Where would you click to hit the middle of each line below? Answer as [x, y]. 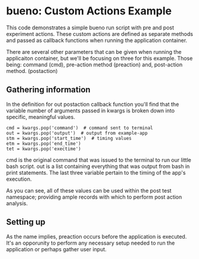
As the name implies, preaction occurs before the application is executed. [97, 236]
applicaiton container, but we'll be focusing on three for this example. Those [99, 58]
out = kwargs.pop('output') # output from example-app [77, 133]
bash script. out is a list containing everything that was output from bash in [98, 166]
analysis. [17, 203]
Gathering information [48, 90]
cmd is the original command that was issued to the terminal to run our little [99, 160]
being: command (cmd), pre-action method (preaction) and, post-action [94, 65]
